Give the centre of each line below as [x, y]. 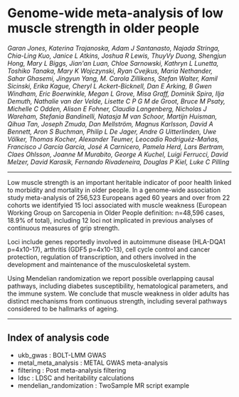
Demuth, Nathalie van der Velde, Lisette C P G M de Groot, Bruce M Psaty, [116, 101]
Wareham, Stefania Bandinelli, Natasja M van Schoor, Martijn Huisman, [112, 116]
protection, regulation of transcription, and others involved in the [102, 257]
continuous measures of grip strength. [64, 228]
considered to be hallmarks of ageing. [63, 308]
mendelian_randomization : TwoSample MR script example [103, 385]
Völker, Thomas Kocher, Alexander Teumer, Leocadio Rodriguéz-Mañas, [113, 139]
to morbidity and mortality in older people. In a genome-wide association [114, 190]
